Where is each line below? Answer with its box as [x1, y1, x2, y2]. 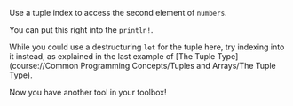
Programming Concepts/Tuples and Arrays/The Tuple [80, 61, 277, 71]
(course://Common [9, 61, 79, 71]
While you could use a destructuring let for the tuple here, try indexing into [9, 42, 285, 52]
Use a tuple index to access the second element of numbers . [9, 8, 228, 18]
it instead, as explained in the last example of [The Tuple [9, 51, 216, 61]
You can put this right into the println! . [9, 25, 154, 34]
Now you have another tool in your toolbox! [9, 87, 167, 97]
